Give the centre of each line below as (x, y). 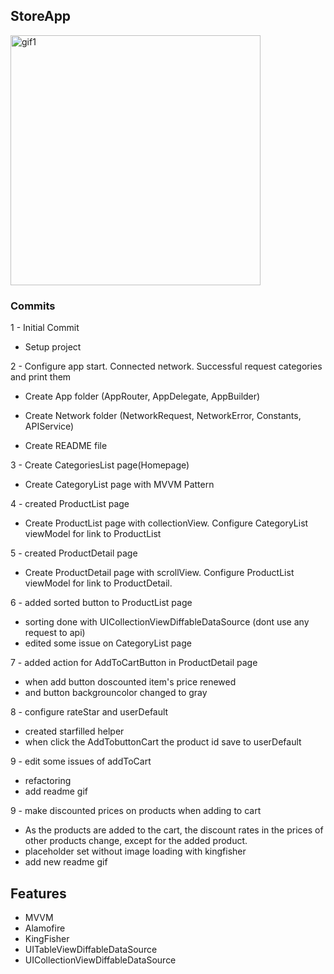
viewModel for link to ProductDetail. (98, 583)
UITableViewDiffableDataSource (91, 949)
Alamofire (45, 928)
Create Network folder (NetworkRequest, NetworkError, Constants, (163, 416)
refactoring (48, 781)
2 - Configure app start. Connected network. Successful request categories (166, 366)
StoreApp (41, 16)
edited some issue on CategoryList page (108, 643)
